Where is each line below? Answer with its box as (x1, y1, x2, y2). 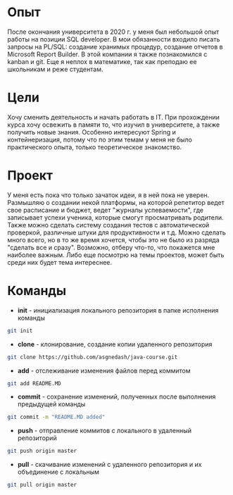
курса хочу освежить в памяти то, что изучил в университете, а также (7, 120, 220, 129)
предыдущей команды (17, 400, 86, 408)
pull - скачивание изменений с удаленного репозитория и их (17, 460, 202, 469)
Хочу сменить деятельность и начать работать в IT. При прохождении (7, 113, 220, 121)
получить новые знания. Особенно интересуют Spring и (7, 127, 176, 136)
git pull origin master (7, 482, 77, 489)
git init (7, 327, 33, 334)
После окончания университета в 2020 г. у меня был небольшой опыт (7, 27, 220, 36)
